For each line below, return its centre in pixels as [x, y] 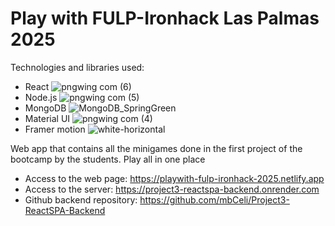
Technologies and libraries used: [77, 67]
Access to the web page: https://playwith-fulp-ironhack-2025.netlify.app [174, 178]
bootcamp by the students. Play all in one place [108, 159]
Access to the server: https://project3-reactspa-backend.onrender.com [172, 189]
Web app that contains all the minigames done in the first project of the [156, 148]
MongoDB [45, 108]
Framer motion [55, 129]
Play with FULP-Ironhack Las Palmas [165, 18]
